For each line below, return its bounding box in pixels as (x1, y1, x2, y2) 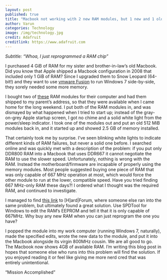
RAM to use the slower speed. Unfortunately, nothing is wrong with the (5, 156, 150, 162)
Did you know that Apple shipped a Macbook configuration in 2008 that (5, 68, 152, 74)
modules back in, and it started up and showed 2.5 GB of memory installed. (5, 125, 160, 131)
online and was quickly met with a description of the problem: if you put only (5, 145, 162, 151)
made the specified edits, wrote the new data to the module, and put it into (5, 233, 158, 239)
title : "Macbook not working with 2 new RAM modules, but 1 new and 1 (5, 16, 155, 21)
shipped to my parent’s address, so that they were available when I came (5, 99, 155, 105)
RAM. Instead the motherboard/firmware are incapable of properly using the (5, 161, 162, 167)
